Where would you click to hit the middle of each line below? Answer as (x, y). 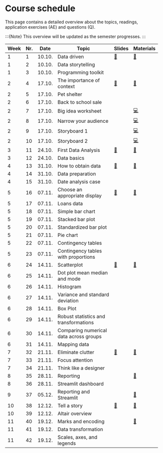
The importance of (79, 80)
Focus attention (75, 360)
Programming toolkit (81, 72)
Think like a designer (81, 368)
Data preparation (77, 174)
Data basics (71, 158)
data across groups (80, 336)
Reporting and (74, 391)
